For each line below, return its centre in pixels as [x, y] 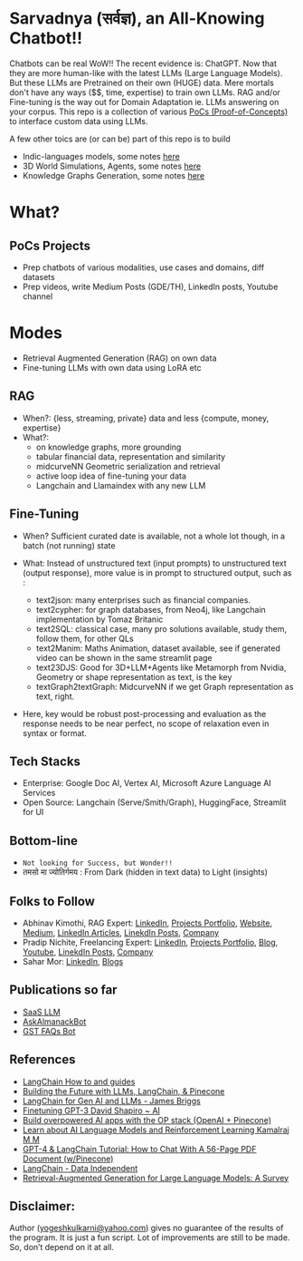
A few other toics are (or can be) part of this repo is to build [120, 139]
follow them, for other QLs [85, 638]
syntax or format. [55, 732]
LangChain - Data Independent [80, 1168]
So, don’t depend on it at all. [62, 1247]
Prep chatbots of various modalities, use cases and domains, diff [143, 267]
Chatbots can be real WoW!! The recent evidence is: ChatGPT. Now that [143, 63]
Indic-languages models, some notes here [101, 156]
